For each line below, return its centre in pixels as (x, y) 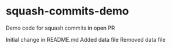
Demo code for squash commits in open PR (60, 28)
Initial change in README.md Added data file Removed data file (86, 39)
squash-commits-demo (67, 11)
